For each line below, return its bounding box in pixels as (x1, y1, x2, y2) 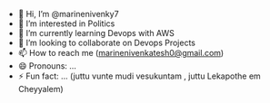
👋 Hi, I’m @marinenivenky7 (17, 9, 120, 19)
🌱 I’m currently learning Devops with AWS (17, 28, 175, 38)
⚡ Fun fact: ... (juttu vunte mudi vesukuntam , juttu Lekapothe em (17, 70, 261, 81)
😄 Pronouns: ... (17, 61, 77, 71)
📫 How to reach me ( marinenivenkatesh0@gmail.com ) (17, 48, 225, 58)
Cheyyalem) (17, 84, 64, 94)
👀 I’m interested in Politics (17, 18, 115, 29)
